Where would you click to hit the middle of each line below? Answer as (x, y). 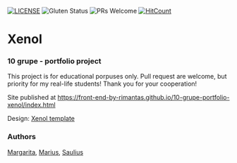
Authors (22, 137)
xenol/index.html (31, 105)
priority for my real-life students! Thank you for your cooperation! (102, 84)
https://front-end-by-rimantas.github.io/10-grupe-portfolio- (144, 98)
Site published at (32, 98)
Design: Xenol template (41, 119)
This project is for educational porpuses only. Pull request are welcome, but (117, 77)
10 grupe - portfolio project (54, 61)
